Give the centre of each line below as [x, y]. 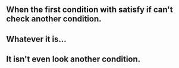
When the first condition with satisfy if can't [90, 10]
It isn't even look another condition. [73, 59]
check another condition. [54, 19]
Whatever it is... [36, 39]
